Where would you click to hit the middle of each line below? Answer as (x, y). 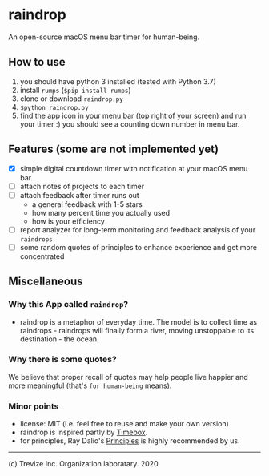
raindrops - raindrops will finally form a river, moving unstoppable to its (137, 330)
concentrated (42, 256)
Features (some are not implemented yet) (113, 149)
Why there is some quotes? (63, 360)
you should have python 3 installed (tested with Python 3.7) (118, 81)
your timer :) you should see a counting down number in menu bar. (130, 124)
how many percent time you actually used (101, 212)
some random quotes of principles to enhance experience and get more (139, 247)
